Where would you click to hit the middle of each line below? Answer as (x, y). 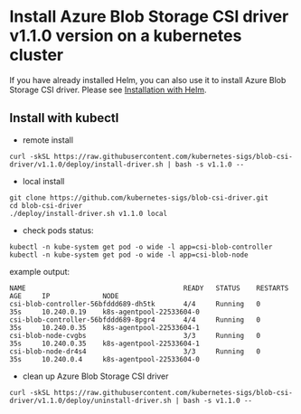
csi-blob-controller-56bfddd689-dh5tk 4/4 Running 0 (135, 304)
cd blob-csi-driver (46, 205)
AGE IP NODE (64, 296)
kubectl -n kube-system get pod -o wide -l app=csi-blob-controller (141, 247)
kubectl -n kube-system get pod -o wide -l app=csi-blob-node (129, 255)
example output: (40, 271)
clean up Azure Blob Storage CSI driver (95, 376)
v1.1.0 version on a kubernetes (126, 36)
